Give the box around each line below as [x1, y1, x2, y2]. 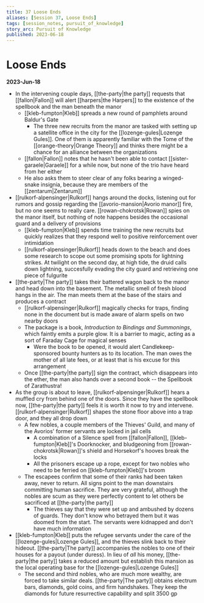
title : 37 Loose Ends [6, 9, 62, 15]
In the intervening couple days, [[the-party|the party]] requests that [15, 90, 185, 98]
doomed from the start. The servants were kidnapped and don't [33, 519, 194, 526]
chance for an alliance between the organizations [33, 148, 157, 156]
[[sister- [168, 155, 189, 163]
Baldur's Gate [24, 116, 59, 123]
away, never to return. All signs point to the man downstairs [24, 480, 174, 487]
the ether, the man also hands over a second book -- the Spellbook [24, 376, 193, 383]
